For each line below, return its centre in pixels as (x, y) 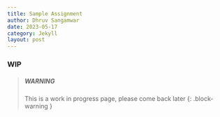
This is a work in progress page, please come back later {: (108, 99)
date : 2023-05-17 (32, 27)
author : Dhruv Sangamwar (43, 20)
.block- (203, 99)
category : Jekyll (32, 33)
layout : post (26, 40)
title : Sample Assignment (45, 14)
